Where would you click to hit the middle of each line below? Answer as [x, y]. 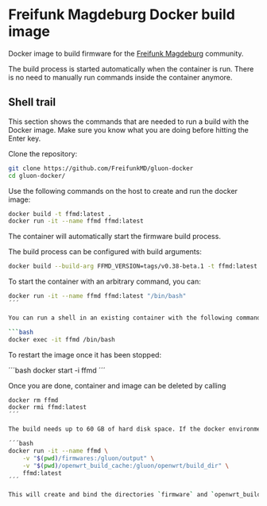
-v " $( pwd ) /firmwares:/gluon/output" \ [89, 458]
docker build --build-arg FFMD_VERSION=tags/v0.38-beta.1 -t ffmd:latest [133, 267]
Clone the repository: [43, 153]
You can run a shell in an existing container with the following [120, 318]
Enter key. [25, 138]
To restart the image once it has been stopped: [85, 354]
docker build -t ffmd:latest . [60, 214]
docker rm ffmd [33, 400]
